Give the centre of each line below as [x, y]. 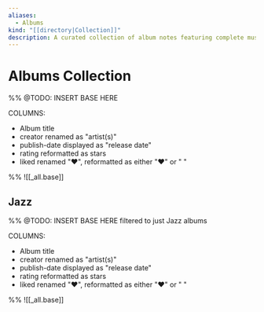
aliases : [22, 15]
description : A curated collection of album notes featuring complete [126, 37]
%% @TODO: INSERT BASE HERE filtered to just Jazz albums [108, 220]
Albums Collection [70, 76]
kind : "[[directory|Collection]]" [65, 30]
